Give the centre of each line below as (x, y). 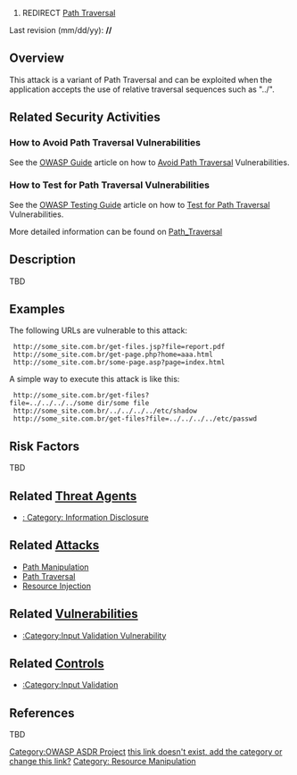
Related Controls (57, 664)
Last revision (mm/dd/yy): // (61, 30)
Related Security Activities (85, 117)
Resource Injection (57, 586)
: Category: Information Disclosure (85, 518)
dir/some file (123, 404)
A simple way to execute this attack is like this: (95, 379)
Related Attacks (54, 545)
